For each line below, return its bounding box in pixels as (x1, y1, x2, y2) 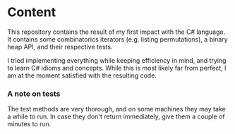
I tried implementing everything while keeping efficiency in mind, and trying (7, 56, 227, 64)
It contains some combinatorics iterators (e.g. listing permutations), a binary (7, 35, 228, 43)
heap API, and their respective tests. (7, 42, 113, 51)
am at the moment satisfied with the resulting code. (7, 71, 157, 80)
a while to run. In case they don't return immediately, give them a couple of (7, 112, 225, 121)
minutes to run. (7, 120, 52, 128)
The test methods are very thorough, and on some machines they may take (7, 105, 226, 114)
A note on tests (7, 89, 61, 99)
